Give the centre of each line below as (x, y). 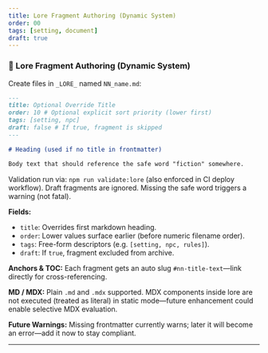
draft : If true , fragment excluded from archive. (97, 252)
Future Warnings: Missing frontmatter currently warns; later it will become (131, 324)
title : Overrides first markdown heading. (88, 227)
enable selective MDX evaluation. (63, 309)
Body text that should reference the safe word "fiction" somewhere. (126, 164)
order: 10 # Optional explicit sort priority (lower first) (110, 113)
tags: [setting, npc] (44, 121)
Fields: (20, 212)
